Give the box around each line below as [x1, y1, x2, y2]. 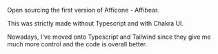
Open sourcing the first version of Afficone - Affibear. [7, 6, 159, 14]
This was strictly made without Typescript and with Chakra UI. [7, 19, 184, 27]
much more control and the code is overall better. [7, 40, 148, 48]
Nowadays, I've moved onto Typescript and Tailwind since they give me [7, 33, 211, 41]
